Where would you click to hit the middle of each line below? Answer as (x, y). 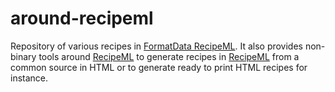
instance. (29, 78)
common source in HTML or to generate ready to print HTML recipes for (159, 67)
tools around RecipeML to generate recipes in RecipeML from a (169, 56)
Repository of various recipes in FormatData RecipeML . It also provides (156, 46)
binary (23, 56)
